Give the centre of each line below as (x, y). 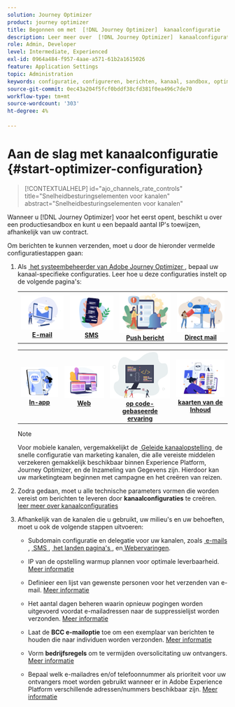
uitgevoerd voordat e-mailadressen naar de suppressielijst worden (123, 612)
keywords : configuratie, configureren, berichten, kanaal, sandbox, (109, 81)
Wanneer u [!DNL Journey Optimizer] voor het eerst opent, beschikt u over (115, 217)
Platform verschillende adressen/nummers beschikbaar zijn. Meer (123, 689)
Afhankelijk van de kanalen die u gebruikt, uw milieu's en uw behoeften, (121, 520)
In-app (40, 402)
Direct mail (200, 337)
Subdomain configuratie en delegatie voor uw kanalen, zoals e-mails (127, 541)
